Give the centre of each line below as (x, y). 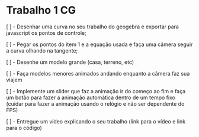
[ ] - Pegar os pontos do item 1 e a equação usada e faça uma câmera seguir (99, 44)
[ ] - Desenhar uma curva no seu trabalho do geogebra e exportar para (93, 27)
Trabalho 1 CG (41, 10)
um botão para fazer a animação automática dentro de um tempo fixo (91, 97)
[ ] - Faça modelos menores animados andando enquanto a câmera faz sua (98, 73)
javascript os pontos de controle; (46, 32)
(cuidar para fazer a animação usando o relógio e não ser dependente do (95, 103)
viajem (14, 80)
